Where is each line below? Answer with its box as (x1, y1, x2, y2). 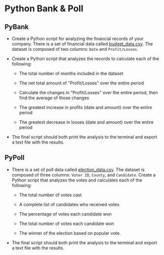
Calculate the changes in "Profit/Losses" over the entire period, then (19, 90, 158, 95)
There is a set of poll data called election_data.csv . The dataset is (11, 166, 145, 173)
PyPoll (4, 153, 25, 162)
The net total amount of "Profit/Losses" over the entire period (19, 80, 144, 86)
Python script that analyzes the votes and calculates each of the (11, 177, 142, 183)
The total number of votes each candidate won (19, 220, 114, 226)
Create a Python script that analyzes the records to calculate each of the (11, 56, 160, 62)
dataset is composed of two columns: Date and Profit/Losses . (11, 46, 138, 52)
